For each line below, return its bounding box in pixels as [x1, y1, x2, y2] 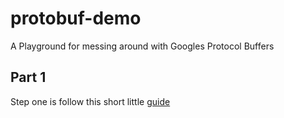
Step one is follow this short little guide [10, 95, 171, 107]
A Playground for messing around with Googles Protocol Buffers [10, 40, 275, 52]
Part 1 [10, 69, 47, 86]
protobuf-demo [10, 7, 142, 30]
